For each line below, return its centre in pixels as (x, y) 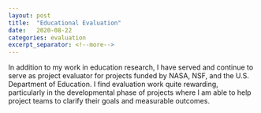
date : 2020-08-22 (40, 30)
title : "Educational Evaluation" (65, 23)
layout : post (30, 15)
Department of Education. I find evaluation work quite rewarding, (113, 85)
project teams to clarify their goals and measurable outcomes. (109, 101)
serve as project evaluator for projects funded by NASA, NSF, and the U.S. (129, 76)
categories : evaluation (47, 38)
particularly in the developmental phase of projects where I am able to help (130, 92)
